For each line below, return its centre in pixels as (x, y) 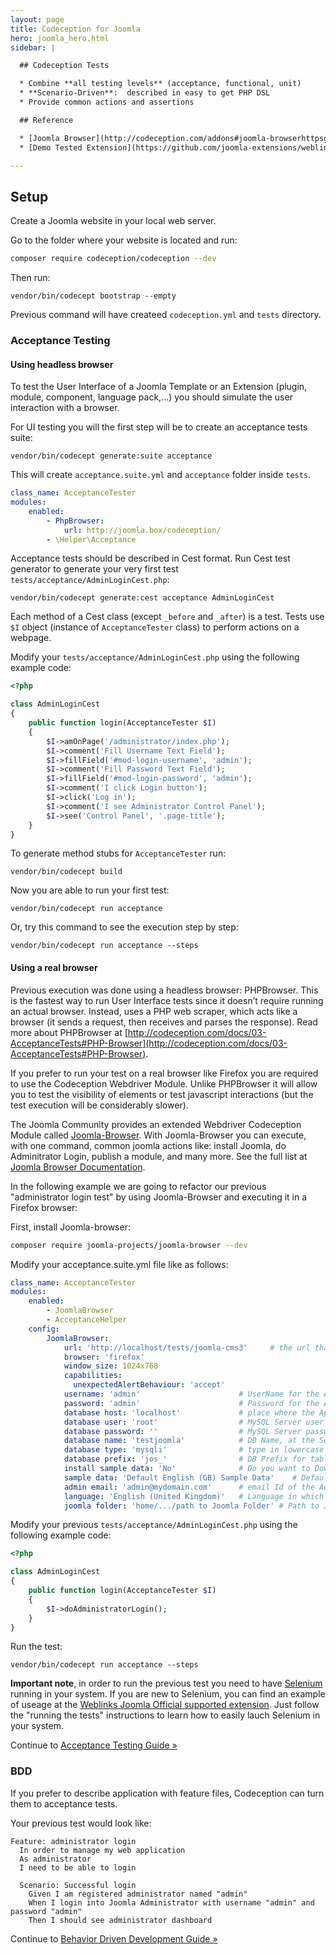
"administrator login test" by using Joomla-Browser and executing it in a (159, 1197)
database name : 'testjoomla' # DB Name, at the (189, 1441)
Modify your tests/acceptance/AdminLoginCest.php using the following (155, 657)
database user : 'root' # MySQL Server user (194, 1422)
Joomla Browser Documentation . (78, 1167)
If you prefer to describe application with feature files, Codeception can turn (167, 1793)
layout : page (37, 19)
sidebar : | (33, 47)
